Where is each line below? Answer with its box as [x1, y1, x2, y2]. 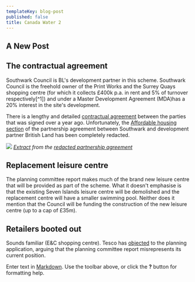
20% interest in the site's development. [6, 101, 100, 108]
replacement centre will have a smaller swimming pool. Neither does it [6, 194, 175, 202]
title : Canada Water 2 [6, 19, 61, 25]
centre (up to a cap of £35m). [6, 207, 77, 214]
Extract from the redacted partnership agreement [13, 143, 133, 150]
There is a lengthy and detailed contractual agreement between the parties [6, 112, 186, 120]
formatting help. [6, 270, 45, 277]
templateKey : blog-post [6, 8, 64, 15]
